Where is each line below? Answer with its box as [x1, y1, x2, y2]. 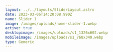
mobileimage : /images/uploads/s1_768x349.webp [5, 35, 104, 40]
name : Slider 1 [5, 16, 37, 21]
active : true [5, 26, 32, 31]
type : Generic [5, 40, 35, 45]
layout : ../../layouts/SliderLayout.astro [5, 7, 95, 12]
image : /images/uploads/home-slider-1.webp [5, 21, 97, 26]
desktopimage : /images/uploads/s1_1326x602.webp [5, 30, 108, 35]
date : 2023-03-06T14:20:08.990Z [5, 12, 72, 17]
